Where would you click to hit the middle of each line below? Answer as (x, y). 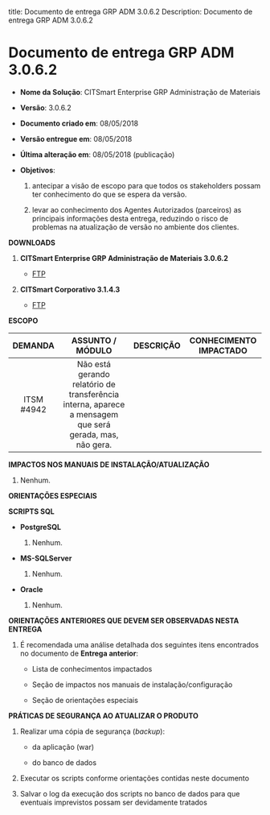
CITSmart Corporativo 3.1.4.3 (70, 289)
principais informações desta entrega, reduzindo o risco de (130, 218)
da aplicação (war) (63, 747)
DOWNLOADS (32, 242)
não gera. (94, 445)
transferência (94, 394)
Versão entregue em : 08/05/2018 (76, 139)
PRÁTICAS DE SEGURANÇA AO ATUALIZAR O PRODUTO (104, 715)
